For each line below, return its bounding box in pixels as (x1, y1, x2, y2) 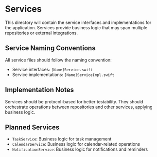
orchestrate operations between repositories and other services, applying (5, 104, 153, 110)
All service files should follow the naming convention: (5, 57, 112, 63)
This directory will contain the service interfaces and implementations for (5, 20, 152, 25)
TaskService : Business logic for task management (12, 136, 112, 142)
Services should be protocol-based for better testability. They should (5, 98, 143, 104)
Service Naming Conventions (5, 44, 96, 52)
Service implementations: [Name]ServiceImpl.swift (12, 72, 115, 78)
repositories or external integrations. (5, 30, 78, 36)
